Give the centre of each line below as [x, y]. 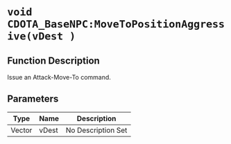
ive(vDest [35, 36]
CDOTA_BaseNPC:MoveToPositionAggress [116, 25]
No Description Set [96, 130]
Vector [22, 130]
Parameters [33, 99]
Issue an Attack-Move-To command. [59, 77]
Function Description [54, 61]
